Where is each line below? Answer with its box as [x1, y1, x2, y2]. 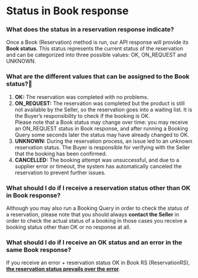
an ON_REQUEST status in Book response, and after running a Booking [14, 124, 189, 132]
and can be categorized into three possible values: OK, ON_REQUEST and [6, 52, 187, 59]
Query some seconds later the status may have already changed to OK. [14, 131, 190, 138]
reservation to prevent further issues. [14, 169, 106, 176]
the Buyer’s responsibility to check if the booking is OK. [14, 112, 150, 119]
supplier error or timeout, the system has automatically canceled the [14, 162, 182, 170]
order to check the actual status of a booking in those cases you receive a [6, 218, 187, 225]
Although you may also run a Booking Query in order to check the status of [6, 204, 189, 212]
